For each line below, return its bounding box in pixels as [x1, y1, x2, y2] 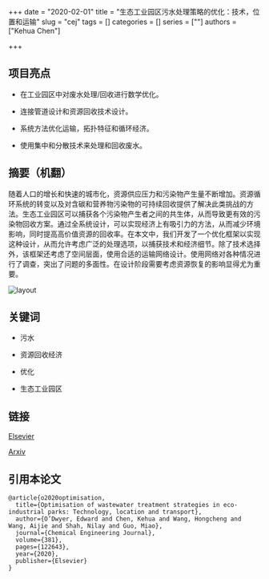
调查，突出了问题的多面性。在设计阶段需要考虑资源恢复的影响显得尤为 [22, 259, 254, 268]
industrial [8, 508, 45, 517]
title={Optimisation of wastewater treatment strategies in [15, 501, 220, 509]
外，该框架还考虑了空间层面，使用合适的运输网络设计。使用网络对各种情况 [8, 249, 254, 259]
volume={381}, [15, 536, 62, 545]
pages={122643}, [15, 543, 70, 551]
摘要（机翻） [8, 167, 72, 180]
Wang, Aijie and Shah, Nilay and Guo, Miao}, [8, 522, 163, 530]
